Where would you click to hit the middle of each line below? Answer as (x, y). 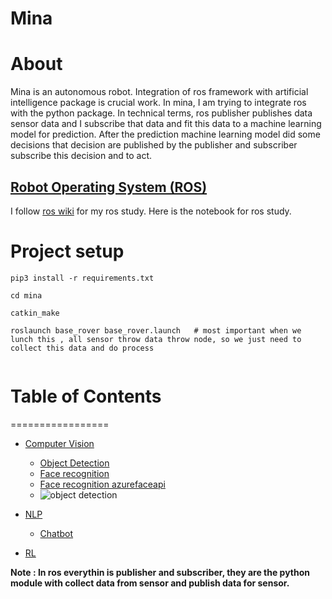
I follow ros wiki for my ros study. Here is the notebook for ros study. (151, 211)
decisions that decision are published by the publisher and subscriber (154, 145)
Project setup (67, 251)
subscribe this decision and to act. (81, 156)
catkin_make (35, 313)
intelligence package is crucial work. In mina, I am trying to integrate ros (158, 103)
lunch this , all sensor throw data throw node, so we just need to (156, 339)
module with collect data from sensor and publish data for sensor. (150, 583)
